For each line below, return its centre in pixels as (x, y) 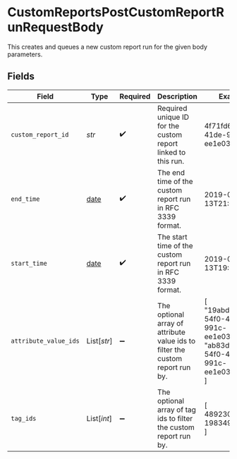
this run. (171, 161)
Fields (21, 76)
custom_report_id (40, 134)
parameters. (25, 54)
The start (172, 237)
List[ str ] (99, 341)
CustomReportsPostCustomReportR (116, 12)
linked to (172, 152)
